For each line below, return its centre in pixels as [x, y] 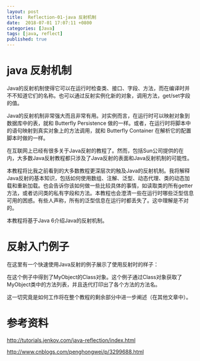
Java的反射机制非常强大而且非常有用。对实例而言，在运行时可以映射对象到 [99, 115]
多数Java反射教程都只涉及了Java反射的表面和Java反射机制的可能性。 [107, 158]
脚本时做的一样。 [28, 138]
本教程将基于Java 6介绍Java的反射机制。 [57, 220]
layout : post [23, 12]
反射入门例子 [38, 247]
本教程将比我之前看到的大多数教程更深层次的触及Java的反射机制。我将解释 [99, 171]
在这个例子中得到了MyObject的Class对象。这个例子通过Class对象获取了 [95, 277]
